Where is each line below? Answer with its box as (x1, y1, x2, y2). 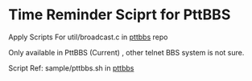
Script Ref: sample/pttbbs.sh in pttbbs (8, 63, 134, 73)
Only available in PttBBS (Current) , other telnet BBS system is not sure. (8, 47, 245, 57)
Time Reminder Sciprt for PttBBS (8, 6, 231, 24)
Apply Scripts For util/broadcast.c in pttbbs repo (8, 32, 168, 42)
